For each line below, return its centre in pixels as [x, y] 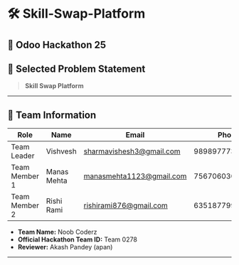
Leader [23, 156]
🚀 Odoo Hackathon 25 [57, 44]
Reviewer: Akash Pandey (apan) [65, 247]
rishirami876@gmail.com [126, 205]
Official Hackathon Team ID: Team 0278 [77, 239]
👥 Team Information [52, 115]
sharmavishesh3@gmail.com [132, 151]
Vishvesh [61, 151]
